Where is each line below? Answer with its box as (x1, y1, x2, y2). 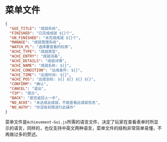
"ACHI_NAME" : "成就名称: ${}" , (9, 63, 72, 68)
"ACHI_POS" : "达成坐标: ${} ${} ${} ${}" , (9, 77, 96, 82)
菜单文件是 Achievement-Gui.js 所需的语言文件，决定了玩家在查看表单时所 (5, 119, 154, 125)
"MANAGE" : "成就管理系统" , (9, 40, 61, 45)
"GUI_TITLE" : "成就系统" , (9, 26, 61, 31)
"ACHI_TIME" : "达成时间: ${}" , (9, 72, 72, 77)
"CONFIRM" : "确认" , (9, 82, 49, 87)
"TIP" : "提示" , (9, 91, 40, 96)
